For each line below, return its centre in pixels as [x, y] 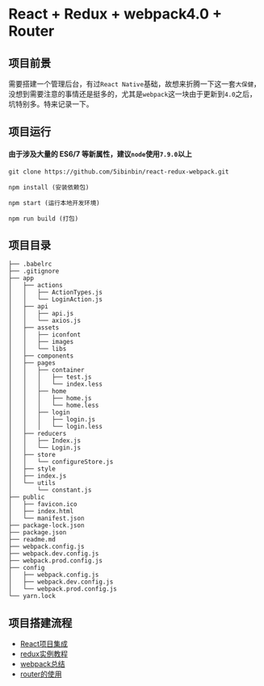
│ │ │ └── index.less [56, 384]
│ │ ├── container [46, 370]
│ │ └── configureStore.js [61, 462]
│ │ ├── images [41, 342]
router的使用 [41, 674]
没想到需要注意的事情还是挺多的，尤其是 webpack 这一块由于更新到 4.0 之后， [132, 94]
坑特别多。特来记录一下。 [51, 104]
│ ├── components [41, 356]
